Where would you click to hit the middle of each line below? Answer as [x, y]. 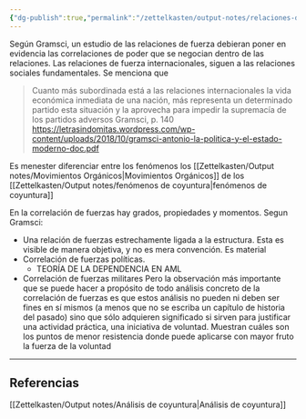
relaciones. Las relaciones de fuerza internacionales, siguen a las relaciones [153, 63]
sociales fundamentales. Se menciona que [89, 73]
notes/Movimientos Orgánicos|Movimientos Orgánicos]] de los [127, 175]
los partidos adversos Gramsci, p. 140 [103, 119]
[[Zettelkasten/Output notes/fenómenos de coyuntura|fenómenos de [138, 185]
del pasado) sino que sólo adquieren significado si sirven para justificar [157, 317]
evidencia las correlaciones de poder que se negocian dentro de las [137, 53]
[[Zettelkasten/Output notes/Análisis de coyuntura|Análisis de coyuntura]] [148, 404]
